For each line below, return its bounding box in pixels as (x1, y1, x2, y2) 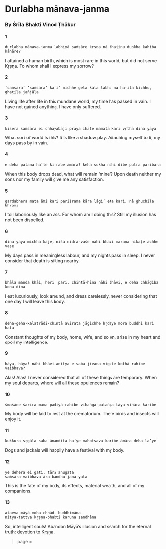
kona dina (5, 284, 26, 289)
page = (17, 538, 32, 544)
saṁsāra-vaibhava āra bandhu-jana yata (5, 474, 88, 479)
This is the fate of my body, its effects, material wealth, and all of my (5, 482, 145, 488)
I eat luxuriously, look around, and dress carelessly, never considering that (5, 293, 157, 299)
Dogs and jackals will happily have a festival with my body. (5, 447, 125, 453)
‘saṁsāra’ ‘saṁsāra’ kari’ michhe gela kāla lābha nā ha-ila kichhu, (5, 85, 152, 90)
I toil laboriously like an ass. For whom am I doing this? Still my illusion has (5, 212, 156, 218)
